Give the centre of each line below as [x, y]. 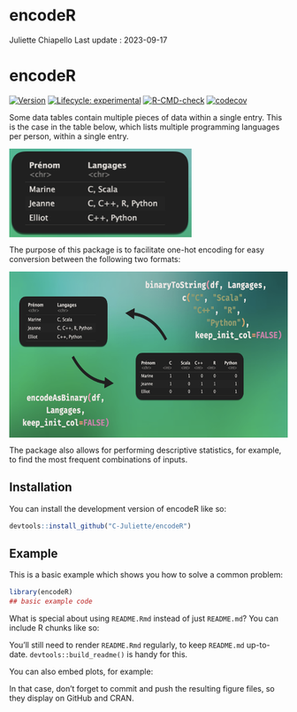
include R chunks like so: [54, 628]
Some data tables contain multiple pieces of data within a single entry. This [146, 117]
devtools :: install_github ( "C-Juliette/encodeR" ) [100, 526]
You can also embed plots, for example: [81, 672]
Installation [41, 488]
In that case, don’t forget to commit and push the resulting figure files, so [142, 689]
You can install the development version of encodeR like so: [118, 508]
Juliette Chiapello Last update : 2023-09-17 [88, 40]
